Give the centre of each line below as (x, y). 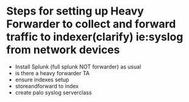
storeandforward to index (47, 86)
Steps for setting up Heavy (75, 11)
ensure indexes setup (42, 80)
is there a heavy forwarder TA (52, 73)
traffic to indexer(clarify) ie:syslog (95, 37)
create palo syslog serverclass (53, 92)
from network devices (63, 50)
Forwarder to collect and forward (91, 24)
